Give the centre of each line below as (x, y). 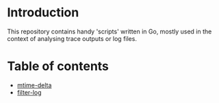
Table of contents (58, 67)
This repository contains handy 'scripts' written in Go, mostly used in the (109, 31)
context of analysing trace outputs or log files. (72, 38)
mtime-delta (34, 85)
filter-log (29, 92)
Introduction (43, 13)
